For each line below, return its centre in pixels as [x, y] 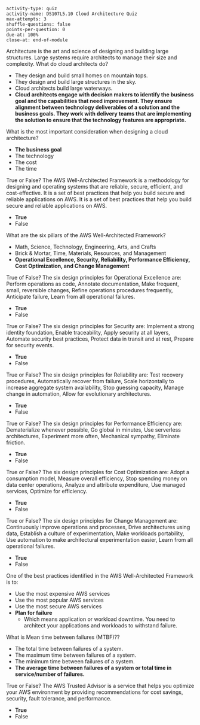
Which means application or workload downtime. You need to [99, 619]
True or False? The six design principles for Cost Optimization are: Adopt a [98, 472]
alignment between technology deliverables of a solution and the [97, 107]
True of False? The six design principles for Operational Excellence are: [94, 277]
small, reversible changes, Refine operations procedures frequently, [90, 290]
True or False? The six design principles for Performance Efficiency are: [94, 423]
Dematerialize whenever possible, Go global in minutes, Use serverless [93, 430]
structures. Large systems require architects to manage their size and [92, 57]
